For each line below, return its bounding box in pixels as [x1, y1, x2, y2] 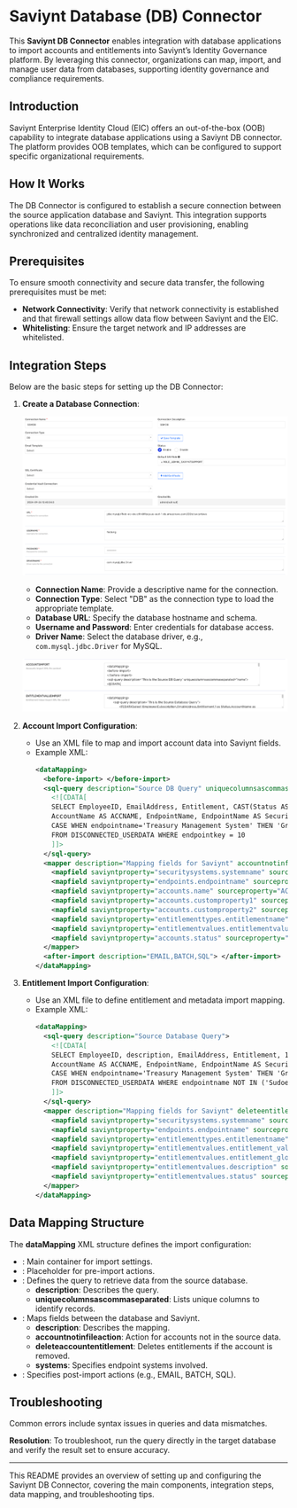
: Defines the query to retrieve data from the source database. [21, 1275, 248, 1285]
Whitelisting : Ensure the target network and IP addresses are [21, 323, 247, 333]
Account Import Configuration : [21, 720, 139, 731]
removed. [34, 1350, 71, 1361]
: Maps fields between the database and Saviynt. [21, 1312, 201, 1323]
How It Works [9, 176, 86, 191]
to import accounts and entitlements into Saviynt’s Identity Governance [9, 44, 268, 55]
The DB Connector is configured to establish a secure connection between [9, 199, 282, 210]
